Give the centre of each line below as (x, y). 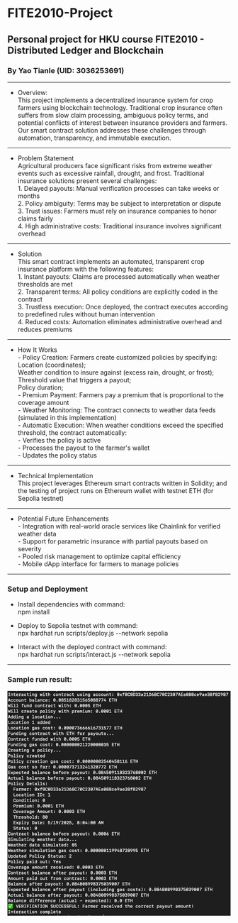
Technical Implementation (55, 475)
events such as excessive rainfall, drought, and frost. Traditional (111, 173)
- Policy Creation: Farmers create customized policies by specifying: (117, 357)
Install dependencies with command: (71, 604)
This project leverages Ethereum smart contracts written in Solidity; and (122, 483)
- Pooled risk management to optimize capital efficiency (99, 556)
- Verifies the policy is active (59, 440)
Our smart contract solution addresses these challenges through (112, 130)
